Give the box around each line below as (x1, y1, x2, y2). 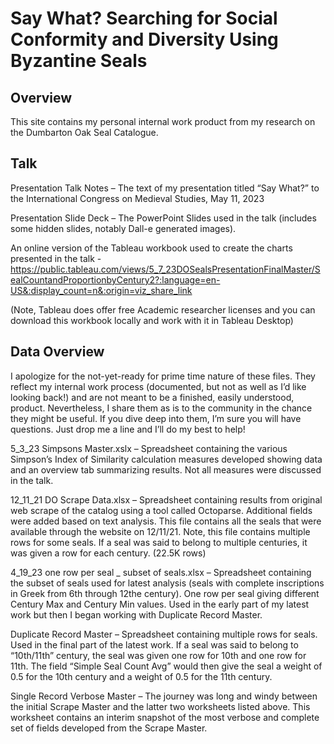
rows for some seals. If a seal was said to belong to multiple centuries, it (10, 536, 308, 548)
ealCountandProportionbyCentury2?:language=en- (10, 273, 221, 286)
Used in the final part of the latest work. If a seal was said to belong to (10, 638, 299, 651)
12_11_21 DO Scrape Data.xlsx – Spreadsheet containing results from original (10, 493, 323, 506)
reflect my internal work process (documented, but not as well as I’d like (10, 380, 307, 392)
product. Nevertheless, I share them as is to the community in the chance (10, 402, 313, 414)
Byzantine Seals (10, 50, 148, 72)
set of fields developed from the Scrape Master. (10, 722, 208, 734)
